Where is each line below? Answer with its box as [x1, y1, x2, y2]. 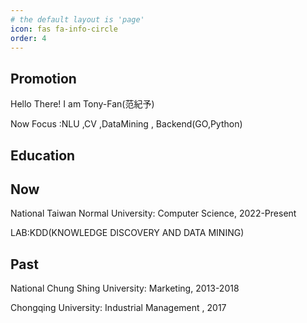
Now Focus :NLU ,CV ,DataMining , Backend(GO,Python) [10, 118, 243, 130]
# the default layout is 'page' [10, 14, 145, 25]
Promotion [10, 70, 77, 87]
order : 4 [10, 33, 47, 43]
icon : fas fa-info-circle [10, 24, 118, 34]
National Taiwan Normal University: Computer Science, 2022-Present [10, 207, 297, 220]
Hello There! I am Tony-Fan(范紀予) [10, 98, 155, 110]
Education [10, 147, 76, 164]
